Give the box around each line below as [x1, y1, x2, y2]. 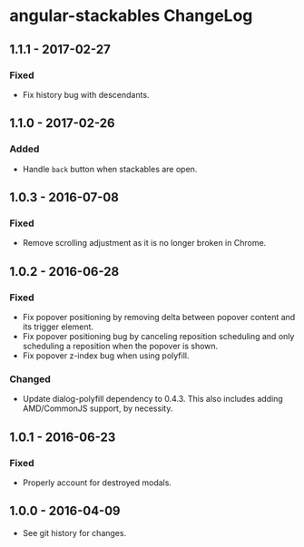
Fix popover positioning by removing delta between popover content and [22, 311, 296, 322]
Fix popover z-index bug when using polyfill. [22, 350, 190, 361]
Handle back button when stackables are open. [22, 163, 198, 174]
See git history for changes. [22, 527, 127, 538]
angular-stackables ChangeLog [9, 5, 253, 26]
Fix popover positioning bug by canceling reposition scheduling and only [22, 330, 295, 341]
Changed [9, 373, 52, 386]
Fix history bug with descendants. [22, 89, 150, 100]
